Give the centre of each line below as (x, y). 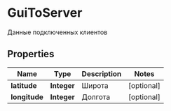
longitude (27, 97)
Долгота (96, 97)
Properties (31, 54)
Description (102, 73)
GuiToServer (45, 13)
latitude (24, 85)
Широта (95, 85)
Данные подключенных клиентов (57, 32)
